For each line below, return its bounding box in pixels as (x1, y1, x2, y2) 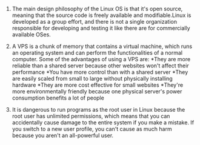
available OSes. (12, 31, 52, 38)
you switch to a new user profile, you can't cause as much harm (12, 126, 172, 132)
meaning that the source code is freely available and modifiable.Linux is (12, 12, 192, 19)
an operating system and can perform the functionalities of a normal (12, 49, 183, 56)
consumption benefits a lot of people (12, 94, 104, 101)
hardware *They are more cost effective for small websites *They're (12, 81, 184, 89)
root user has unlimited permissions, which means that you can (12, 112, 170, 120)
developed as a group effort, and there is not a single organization (12, 18, 178, 25)
